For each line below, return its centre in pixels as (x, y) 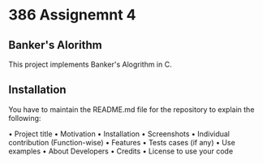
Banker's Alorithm (56, 45)
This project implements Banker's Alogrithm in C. (90, 64)
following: (25, 118)
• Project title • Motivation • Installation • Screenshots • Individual (119, 134)
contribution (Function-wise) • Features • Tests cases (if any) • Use (122, 142)
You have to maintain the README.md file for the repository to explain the (131, 109)
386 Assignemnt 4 (72, 15)
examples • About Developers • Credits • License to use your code (121, 151)
